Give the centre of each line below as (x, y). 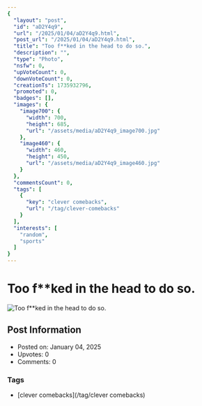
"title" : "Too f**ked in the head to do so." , (82, 46)
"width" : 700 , (46, 117)
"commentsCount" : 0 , (43, 182)
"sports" (32, 241)
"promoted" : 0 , (36, 92)
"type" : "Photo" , (39, 59)
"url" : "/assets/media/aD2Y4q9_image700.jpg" (93, 131)
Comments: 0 (37, 361)
